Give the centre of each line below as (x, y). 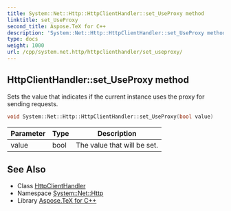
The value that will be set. (117, 145)
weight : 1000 (26, 46)
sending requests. (33, 103)
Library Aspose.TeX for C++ (57, 201)
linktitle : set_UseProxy (43, 20)
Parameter (28, 133)
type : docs (23, 39)
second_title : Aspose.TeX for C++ (57, 26)
